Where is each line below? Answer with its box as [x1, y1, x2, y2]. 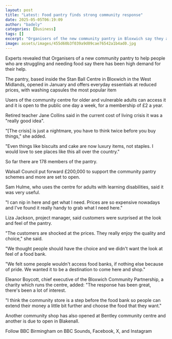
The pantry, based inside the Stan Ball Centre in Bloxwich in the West [5, 76, 151, 82]
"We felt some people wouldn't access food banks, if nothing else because [5, 260, 164, 267]
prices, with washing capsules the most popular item [5, 87, 117, 93]
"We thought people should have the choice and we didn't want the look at [5, 245, 163, 252]
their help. [5, 66, 27, 72]
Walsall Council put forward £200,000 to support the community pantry [5, 168, 156, 175]
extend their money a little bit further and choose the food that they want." [5, 303, 162, 309]
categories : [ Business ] [5, 27, 56, 32]
